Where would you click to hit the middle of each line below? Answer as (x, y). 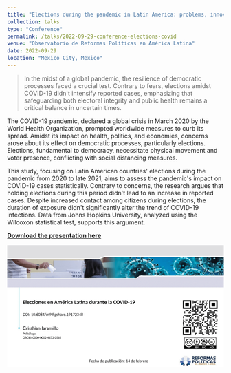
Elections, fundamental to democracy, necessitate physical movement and (112, 150)
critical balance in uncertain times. (73, 107)
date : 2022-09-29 (32, 51)
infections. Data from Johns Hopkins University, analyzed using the (102, 215)
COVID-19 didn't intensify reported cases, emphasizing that (108, 93)
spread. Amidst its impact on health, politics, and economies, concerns (108, 136)
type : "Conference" (35, 29)
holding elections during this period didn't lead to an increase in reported (111, 193)
